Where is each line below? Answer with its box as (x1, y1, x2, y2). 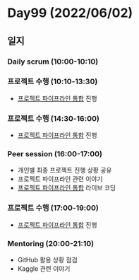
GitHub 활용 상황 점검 (17, 255, 78, 264)
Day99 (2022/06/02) (7, 5, 133, 21)
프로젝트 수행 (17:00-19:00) (7, 203, 99, 213)
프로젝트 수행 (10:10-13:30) (7, 76, 98, 86)
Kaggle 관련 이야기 (17, 264, 71, 273)
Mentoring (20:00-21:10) (7, 238, 95, 248)
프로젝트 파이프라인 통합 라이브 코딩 (17, 184, 116, 192)
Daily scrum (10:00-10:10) (7, 57, 99, 66)
